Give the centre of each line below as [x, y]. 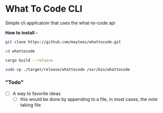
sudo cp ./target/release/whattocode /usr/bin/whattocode [68, 69]
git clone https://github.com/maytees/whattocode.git [63, 42]
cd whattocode [20, 51]
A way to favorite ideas [36, 93]
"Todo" [14, 83]
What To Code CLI [44, 9]
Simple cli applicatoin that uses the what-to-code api [60, 23]
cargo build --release [29, 60]
